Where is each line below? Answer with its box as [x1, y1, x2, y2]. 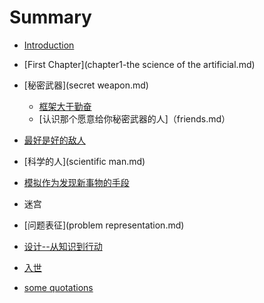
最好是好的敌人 [23, 134, 86, 146]
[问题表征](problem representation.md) [23, 219, 185, 231]
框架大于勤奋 [38, 100, 92, 112]
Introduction [23, 39, 75, 51]
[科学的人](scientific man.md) [23, 155, 146, 167]
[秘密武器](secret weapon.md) [23, 79, 149, 91]
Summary [9, 6, 92, 29]
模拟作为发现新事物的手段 [23, 176, 130, 188]
